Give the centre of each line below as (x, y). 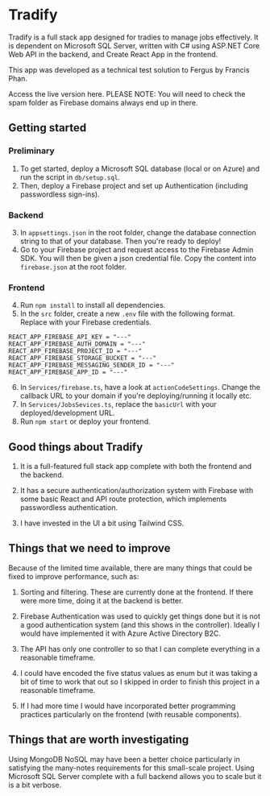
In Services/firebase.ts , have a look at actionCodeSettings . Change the (140, 388)
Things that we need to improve (89, 548)
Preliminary (31, 151)
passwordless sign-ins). (60, 194)
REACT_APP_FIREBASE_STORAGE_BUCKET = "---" (83, 359)
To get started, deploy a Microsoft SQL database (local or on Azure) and (140, 168)
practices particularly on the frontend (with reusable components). (131, 714)
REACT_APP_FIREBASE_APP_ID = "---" (68, 372)
